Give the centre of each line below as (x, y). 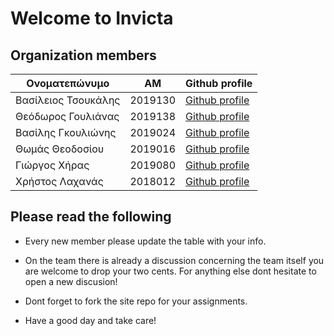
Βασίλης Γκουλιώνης (66, 132)
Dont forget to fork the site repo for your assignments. (136, 301)
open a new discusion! (71, 281)
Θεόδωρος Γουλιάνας (67, 116)
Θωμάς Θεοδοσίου (60, 149)
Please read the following (91, 217)
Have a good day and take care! (90, 320)
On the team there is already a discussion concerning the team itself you (174, 260)
